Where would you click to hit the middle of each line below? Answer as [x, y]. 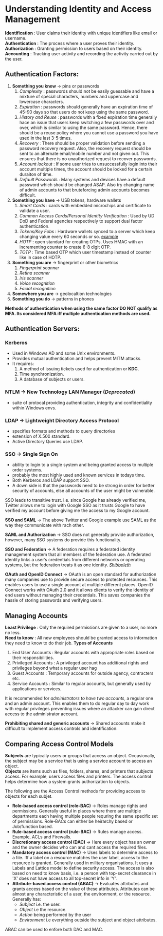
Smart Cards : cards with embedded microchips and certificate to [85, 205]
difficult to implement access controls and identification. [61, 728]
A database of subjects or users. [52, 379]
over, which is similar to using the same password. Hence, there [83, 128]
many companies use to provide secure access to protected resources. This [81, 579]
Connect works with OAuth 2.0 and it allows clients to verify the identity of [80, 590]
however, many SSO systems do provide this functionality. [63, 540]
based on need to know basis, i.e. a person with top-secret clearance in [84, 873]
